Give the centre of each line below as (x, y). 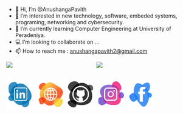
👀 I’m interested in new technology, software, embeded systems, (96, 16)
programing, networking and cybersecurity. (70, 22)
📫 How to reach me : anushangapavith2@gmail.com (81, 51)
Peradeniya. (30, 35)
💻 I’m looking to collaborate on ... (57, 42)
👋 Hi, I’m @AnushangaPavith (51, 9)
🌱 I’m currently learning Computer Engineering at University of (93, 29)
